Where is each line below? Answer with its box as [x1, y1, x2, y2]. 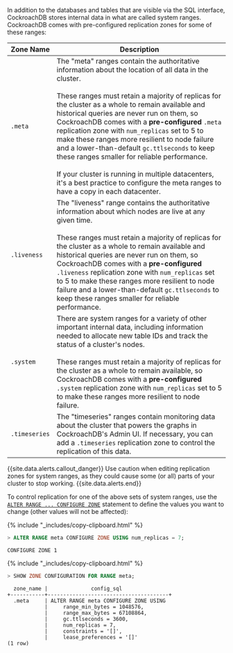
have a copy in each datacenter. [56, 187, 162, 196]
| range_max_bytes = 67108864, [44, 609, 148, 616]
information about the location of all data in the [56, 65, 209, 74]
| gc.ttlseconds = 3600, [44, 615, 129, 622]
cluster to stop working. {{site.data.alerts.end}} [7, 479, 142, 487]
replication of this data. [56, 446, 132, 456]
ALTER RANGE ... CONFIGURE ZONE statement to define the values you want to [7, 500, 224, 508]
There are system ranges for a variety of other [56, 314, 207, 323]
